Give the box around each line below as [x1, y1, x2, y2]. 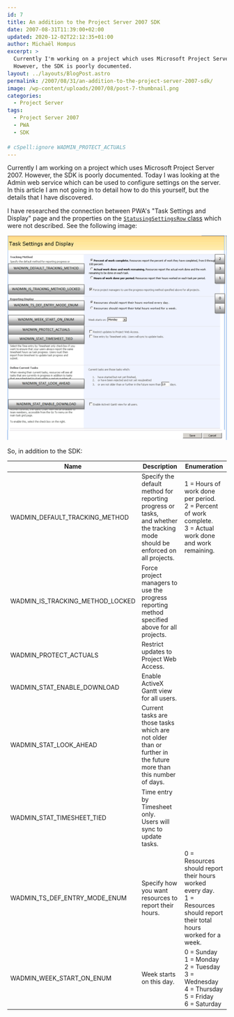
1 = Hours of [184, 480, 221, 488]
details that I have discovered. [7, 193, 93, 202]
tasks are [141, 711, 169, 720]
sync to [141, 824, 163, 833]
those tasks [141, 718, 175, 727]
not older [141, 733, 168, 742]
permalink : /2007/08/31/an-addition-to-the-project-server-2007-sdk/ [7, 77, 214, 84]
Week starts [141, 970, 176, 979]
